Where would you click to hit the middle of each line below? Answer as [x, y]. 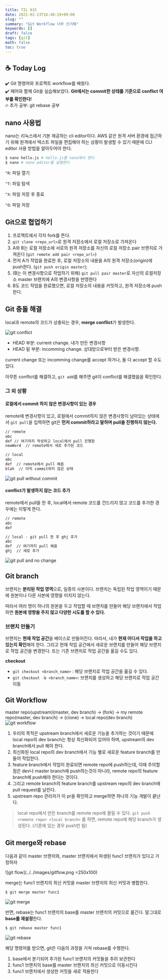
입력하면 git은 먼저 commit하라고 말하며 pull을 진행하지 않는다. [95, 422]
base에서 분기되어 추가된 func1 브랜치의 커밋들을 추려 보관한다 [74, 958]
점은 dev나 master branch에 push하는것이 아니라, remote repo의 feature [85, 771]
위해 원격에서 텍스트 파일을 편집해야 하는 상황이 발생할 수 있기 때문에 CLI [81, 142]
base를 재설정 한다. [24, 918]
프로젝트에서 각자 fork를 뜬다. [41, 235]
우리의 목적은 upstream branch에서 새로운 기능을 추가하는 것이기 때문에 [83, 733]
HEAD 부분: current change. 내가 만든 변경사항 [59, 343]
